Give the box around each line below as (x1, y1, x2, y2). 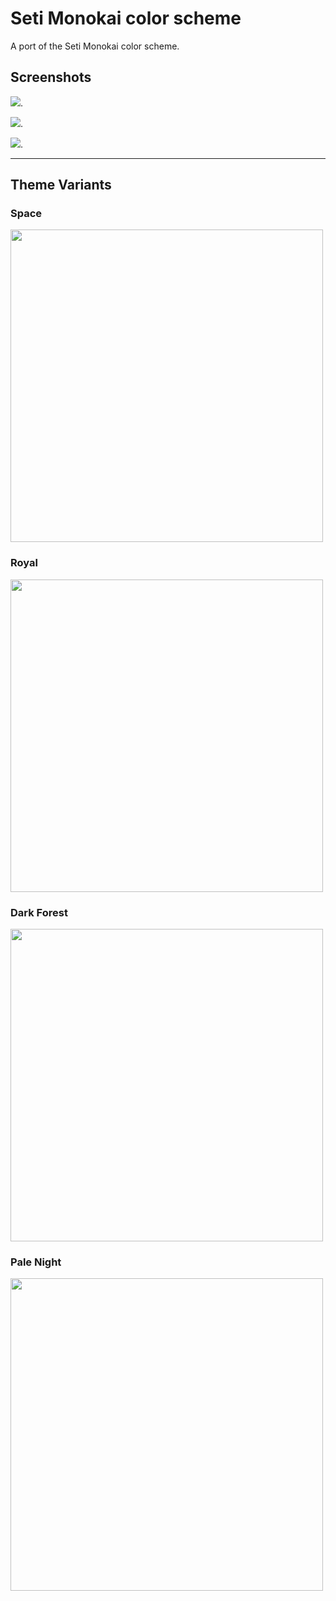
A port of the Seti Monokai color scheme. (10, 40, 180, 52)
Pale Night (10, 1255, 62, 1269)
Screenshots (10, 69, 92, 86)
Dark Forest (10, 905, 68, 919)
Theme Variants (10, 177, 112, 194)
